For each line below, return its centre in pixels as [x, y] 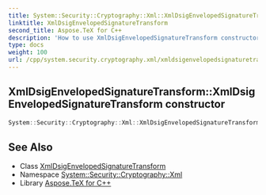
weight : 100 [28, 52]
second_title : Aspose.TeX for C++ [65, 30]
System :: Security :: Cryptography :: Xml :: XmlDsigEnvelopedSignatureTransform [134, 122]
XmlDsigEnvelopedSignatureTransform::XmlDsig [132, 92]
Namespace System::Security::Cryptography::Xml [101, 174]
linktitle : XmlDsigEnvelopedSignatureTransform [88, 23]
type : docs [26, 45]
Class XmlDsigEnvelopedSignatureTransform [93, 166]
